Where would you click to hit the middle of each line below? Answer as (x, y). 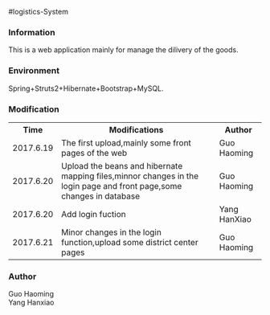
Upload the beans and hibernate (122, 166)
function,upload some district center (130, 242)
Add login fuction (94, 214)
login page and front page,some (122, 186)
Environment (34, 71)
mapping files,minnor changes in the (130, 176)
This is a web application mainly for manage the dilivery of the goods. (123, 50)
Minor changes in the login (112, 232)
